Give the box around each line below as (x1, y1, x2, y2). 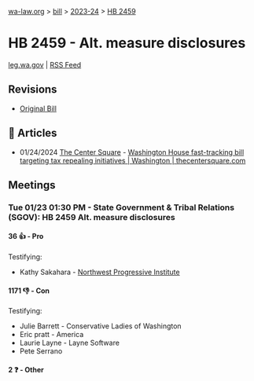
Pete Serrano (19, 346, 63, 356)
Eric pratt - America (19, 330, 84, 339)
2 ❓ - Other (8, 365, 45, 374)
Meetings (8, 178, 57, 192)
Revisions (8, 82, 57, 97)
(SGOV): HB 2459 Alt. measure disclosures (8, 211, 175, 222)
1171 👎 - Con (8, 286, 50, 295)
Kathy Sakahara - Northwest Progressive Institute (19, 267, 180, 277)
